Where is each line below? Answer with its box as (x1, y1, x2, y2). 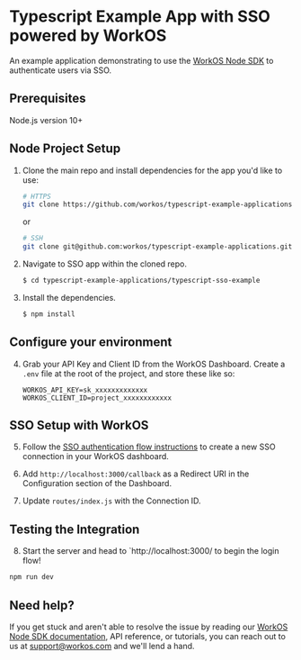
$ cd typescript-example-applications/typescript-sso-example (22, 276, 261, 285)
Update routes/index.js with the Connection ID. (22, 495, 201, 506)
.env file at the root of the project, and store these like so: (22, 367, 235, 379)
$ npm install (22, 309, 75, 319)
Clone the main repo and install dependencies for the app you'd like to (22, 165, 283, 176)
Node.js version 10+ (9, 114, 84, 125)
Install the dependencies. (22, 292, 117, 303)
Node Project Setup (9, 141, 121, 157)
